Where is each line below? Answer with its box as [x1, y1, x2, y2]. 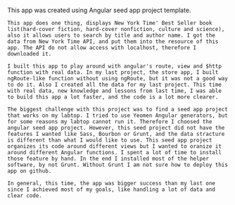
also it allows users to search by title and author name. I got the [7, 32, 216, 39]
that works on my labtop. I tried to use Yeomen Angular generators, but [7, 112, 229, 119]
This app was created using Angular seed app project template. [7, 6, 191, 14]
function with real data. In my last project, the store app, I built [7, 69, 219, 76]
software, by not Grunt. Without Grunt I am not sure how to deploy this [7, 161, 229, 168]
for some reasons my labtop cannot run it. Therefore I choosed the [7, 118, 212, 125]
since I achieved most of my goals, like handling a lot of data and [7, 186, 216, 193]
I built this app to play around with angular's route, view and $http [7, 63, 222, 70]
